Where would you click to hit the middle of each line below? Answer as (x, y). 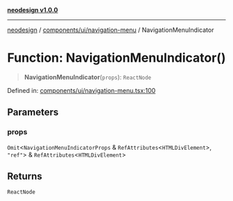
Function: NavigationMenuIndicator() (116, 58)
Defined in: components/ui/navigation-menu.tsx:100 (81, 90)
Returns (25, 176)
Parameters (33, 113)
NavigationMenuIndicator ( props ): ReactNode (88, 77)
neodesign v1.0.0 (33, 10)
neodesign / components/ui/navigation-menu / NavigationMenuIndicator (111, 30)
